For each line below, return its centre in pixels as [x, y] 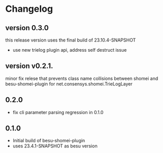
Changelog [29, 9]
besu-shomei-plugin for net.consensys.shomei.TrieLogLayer [69, 84]
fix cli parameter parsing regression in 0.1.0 [58, 112]
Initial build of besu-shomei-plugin [49, 141]
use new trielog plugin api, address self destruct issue [69, 50]
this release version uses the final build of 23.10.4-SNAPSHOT [71, 40]
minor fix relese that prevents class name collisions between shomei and [82, 78]
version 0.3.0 [27, 28]
